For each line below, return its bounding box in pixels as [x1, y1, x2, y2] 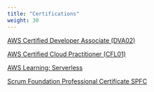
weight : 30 [7, 17, 39, 24]
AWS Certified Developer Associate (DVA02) [7, 36, 136, 44]
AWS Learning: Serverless [7, 63, 83, 72]
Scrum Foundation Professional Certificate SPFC [7, 77, 148, 85]
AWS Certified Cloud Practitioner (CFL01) [7, 50, 126, 58]
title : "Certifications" [7, 10, 80, 18]
